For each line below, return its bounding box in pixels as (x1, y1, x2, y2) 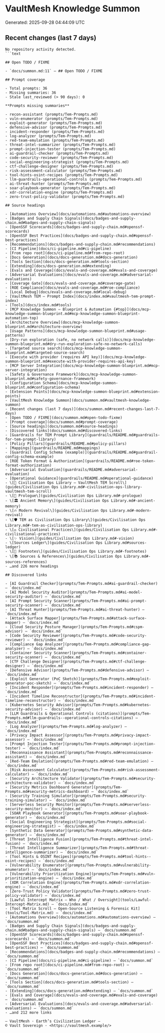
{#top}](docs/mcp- (113, 307, 152, 312)
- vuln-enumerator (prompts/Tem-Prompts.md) (5, 116, 98, 121)
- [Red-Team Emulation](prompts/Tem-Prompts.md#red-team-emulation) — (5, 759, 154, 764)
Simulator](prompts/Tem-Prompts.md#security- (51, 793, 147, 798)
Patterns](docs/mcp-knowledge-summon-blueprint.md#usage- (25, 328, 147, 333)
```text (5, 51, 21, 56)
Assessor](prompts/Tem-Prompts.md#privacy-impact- (44, 732, 152, 738)
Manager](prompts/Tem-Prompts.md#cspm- (62, 624, 145, 629)
